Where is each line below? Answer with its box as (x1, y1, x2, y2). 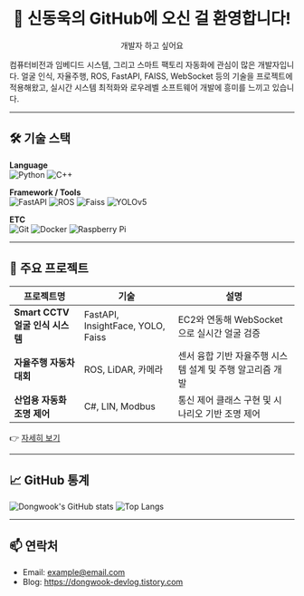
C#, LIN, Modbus (83, 400, 156, 413)
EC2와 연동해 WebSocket (177, 313, 283, 326)
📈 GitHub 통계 (9, 473, 90, 488)
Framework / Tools (9, 187, 81, 198)
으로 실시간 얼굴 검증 (177, 327, 261, 339)
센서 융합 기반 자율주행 (177, 349, 270, 362)
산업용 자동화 (14, 394, 67, 406)
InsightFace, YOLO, (83, 319, 166, 332)
